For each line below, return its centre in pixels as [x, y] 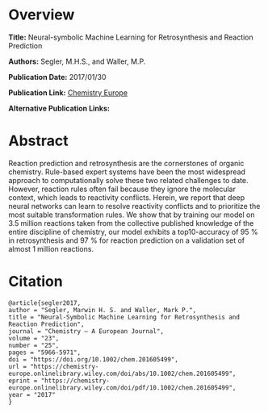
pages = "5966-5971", [45, 353]
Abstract [38, 141]
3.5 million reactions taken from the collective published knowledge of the [131, 223]
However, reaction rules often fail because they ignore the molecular [122, 189]
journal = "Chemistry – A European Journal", [86, 331]
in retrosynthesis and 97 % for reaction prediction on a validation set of [127, 240]
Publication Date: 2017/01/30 [57, 77]
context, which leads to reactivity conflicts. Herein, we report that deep [127, 197]
